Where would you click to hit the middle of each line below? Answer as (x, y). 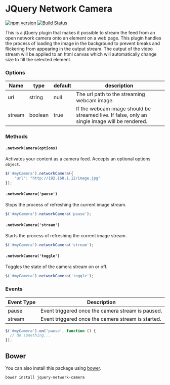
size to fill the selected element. (38, 59)
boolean (39, 115)
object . (13, 164)
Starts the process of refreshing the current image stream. (66, 236)
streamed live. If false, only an (112, 115)
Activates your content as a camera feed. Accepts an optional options (78, 159)
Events (14, 289)
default (62, 85)
